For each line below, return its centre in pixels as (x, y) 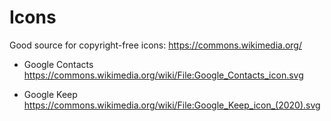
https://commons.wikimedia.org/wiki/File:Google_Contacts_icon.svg (163, 75)
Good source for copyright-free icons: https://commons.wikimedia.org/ (155, 45)
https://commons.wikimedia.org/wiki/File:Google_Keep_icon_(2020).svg (172, 105)
